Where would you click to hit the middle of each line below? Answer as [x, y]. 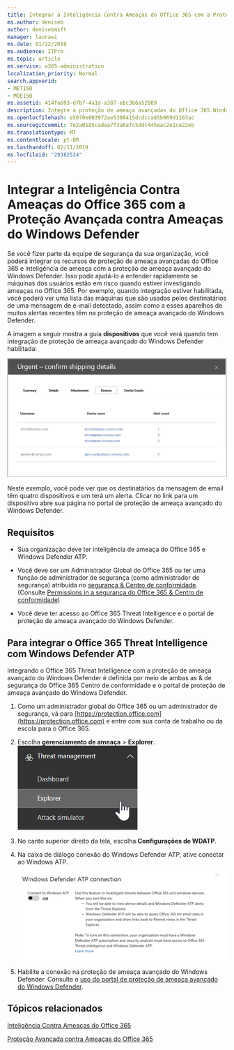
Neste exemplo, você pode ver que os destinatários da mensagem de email [116, 488]
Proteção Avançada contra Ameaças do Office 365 [80, 1039]
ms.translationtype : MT [42, 133]
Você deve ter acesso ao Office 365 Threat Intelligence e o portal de [116, 613]
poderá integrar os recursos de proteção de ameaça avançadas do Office [113, 261]
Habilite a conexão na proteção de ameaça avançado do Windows [112, 972]
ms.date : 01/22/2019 [37, 44]
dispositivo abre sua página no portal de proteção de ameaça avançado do [115, 503]
